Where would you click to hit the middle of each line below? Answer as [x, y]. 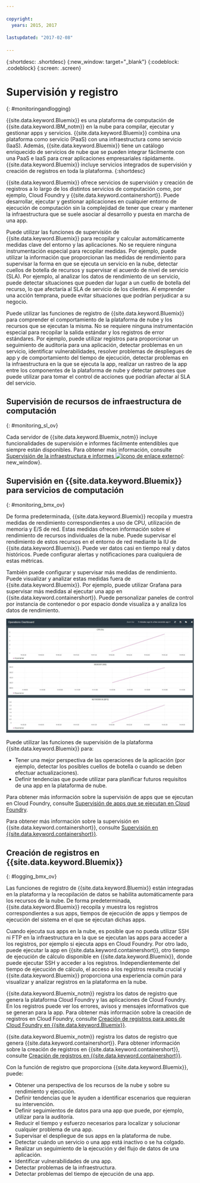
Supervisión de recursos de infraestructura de [94, 402]
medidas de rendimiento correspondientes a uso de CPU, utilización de [93, 522]
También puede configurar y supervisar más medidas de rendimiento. [92, 572]
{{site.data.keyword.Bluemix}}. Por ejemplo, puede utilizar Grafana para [94, 585]
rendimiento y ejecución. [45, 1091]
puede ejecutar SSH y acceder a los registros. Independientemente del [93, 963]
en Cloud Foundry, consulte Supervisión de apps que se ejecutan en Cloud [98, 803]
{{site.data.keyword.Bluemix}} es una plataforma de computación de [90, 120]
